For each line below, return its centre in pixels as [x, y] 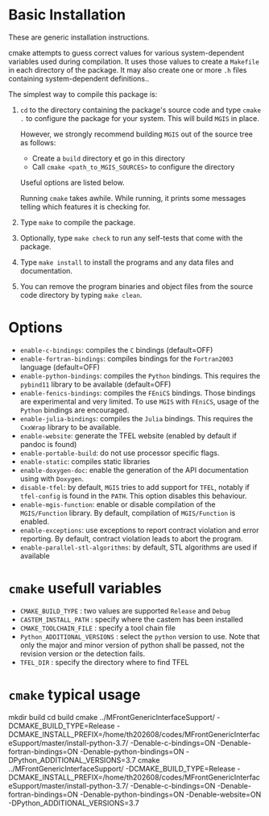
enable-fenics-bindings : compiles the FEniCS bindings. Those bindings [138, 392]
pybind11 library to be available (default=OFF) [95, 384]
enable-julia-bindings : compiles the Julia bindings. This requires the [137, 418]
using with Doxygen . [52, 479]
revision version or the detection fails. [83, 653]
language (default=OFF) [60, 367]
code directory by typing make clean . [81, 295]
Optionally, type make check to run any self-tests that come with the [131, 238]
